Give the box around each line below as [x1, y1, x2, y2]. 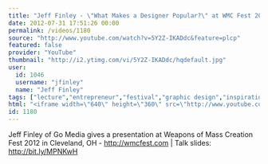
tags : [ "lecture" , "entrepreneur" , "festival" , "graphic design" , [8, 93, 223, 101]
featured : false [8, 41, 62, 49]
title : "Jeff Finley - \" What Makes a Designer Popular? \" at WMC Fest [8, 11, 251, 20]
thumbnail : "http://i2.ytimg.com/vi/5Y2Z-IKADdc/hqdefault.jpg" [8, 57, 227, 64]
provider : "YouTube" [8, 49, 77, 57]
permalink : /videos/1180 [8, 26, 91, 34]
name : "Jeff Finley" [15, 85, 84, 94]
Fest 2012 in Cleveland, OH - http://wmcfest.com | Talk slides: [8, 139, 211, 147]
